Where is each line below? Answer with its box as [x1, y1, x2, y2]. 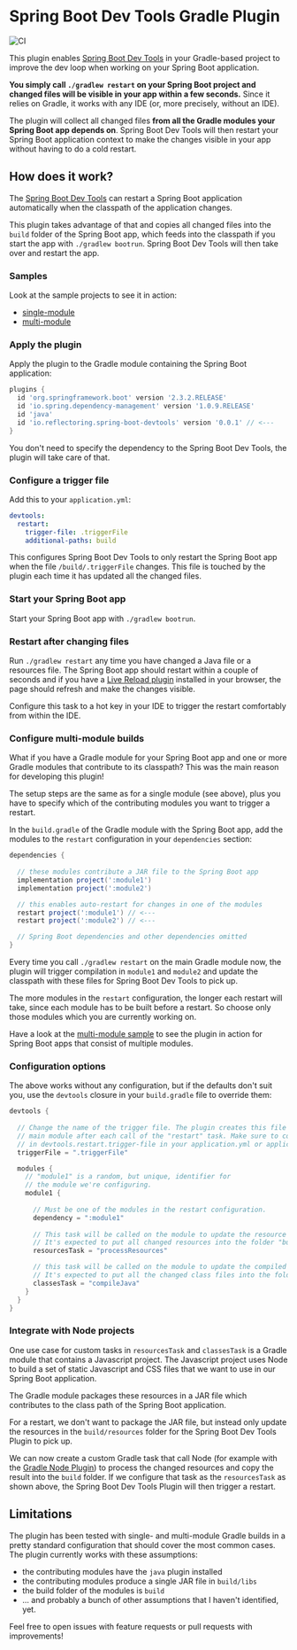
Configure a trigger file [9, 474, 110, 486]
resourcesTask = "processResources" [32, 1247, 168, 1256]
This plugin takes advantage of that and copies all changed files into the [9, 219, 271, 230]
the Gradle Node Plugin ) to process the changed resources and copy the [9, 1462, 274, 1473]
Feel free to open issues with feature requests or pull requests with [9, 1621, 254, 1631]
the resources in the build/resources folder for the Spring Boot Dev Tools [9, 1426, 277, 1436]
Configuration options [9, 1060, 106, 1072]
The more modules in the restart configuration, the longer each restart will [9, 992, 283, 1003]
